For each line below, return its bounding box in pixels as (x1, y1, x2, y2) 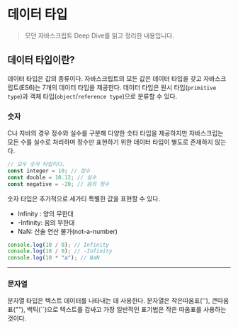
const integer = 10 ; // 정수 (7, 167, 91, 174)
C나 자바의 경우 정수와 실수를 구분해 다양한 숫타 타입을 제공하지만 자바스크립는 (7, 129, 224, 138)
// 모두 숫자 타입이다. (7, 161, 66, 168)
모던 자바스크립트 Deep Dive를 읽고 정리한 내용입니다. (24, 31, 175, 40)
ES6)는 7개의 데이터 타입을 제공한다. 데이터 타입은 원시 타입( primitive (21, 83, 217, 91)
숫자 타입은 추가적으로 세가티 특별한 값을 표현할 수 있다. (7, 194, 161, 203)
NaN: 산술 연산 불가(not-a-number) (17, 227, 118, 235)
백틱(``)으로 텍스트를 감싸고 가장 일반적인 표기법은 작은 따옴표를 (27, 306, 202, 314)
